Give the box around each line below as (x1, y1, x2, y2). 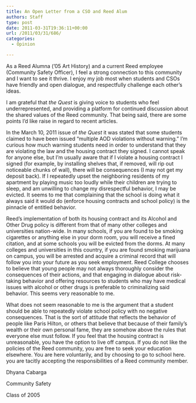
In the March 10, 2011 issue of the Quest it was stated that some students (6, 128, 183, 136)
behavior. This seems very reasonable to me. (6, 290, 115, 297)
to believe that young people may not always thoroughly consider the (6, 265, 174, 272)
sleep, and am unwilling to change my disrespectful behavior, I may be (6, 185, 176, 192)
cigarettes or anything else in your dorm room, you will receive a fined (6, 233, 175, 241)
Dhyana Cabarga (6, 368, 47, 375)
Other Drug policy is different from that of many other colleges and (6, 221, 167, 228)
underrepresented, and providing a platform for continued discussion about (6, 105, 189, 112)
